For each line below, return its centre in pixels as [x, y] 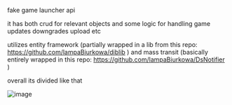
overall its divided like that [45, 80]
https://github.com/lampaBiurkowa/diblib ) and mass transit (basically [108, 52]
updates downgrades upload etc [54, 31]
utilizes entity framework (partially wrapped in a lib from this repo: [102, 44]
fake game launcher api [41, 10]
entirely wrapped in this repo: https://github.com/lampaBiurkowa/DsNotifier [116, 59]
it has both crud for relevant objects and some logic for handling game [109, 23]
